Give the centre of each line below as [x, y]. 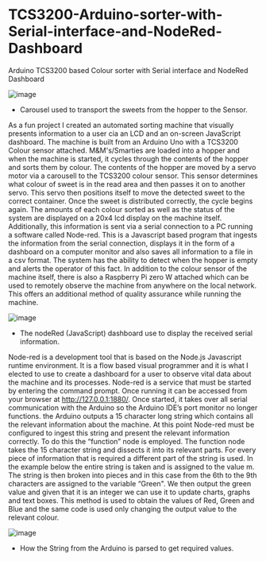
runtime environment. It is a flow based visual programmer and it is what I [128, 365]
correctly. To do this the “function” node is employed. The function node [127, 441]
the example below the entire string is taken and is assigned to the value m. [131, 466]
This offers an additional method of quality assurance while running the [125, 294]
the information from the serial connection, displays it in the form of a [121, 243]
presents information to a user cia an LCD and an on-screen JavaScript [125, 133]
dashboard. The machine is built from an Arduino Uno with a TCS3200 [123, 141]
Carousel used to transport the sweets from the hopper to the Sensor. [133, 110]
